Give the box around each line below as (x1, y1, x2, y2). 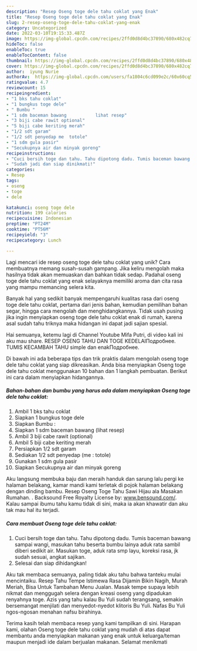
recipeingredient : (6, 90, 51, 96)
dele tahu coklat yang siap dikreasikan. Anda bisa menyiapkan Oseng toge (6, 361, 186, 368)
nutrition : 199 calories (6, 210, 67, 216)
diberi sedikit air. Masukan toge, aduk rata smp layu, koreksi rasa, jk (14, 547, 179, 554)
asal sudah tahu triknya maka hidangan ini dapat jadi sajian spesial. (6, 320, 168, 327)
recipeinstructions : (6, 150, 57, 156)
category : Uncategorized (6, 25, 67, 31)
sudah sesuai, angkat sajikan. (14, 554, 86, 561)
